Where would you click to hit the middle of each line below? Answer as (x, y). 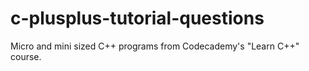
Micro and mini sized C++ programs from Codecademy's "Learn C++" (155, 46)
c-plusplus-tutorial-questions (137, 18)
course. (26, 56)
